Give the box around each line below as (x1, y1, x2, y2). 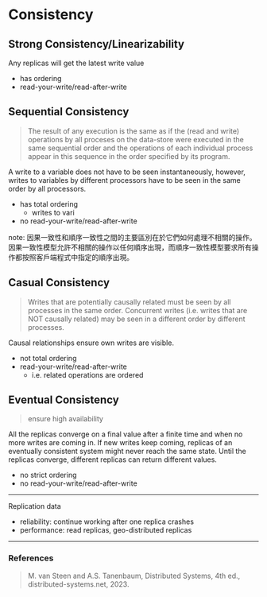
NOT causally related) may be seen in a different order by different (27, 314, 246, 324)
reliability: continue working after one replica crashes (19, 517, 195, 526)
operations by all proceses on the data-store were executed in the (27, 134, 244, 144)
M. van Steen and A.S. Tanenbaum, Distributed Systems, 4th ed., (27, 571, 241, 580)
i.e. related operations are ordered (31, 370, 144, 379)
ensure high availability (27, 414, 103, 424)
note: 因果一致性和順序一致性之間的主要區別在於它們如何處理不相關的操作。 (8, 232, 257, 242)
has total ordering (19, 199, 78, 208)
